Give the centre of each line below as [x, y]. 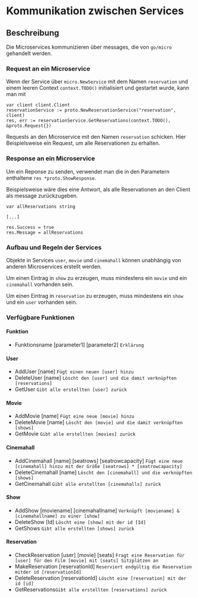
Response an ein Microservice [51, 158]
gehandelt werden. [29, 53]
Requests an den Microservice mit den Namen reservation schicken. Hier [96, 137]
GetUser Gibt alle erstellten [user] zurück [71, 389]
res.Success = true [30, 227]
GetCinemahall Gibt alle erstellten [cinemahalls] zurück [88, 484]
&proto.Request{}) [29, 126]
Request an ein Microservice [48, 68]
